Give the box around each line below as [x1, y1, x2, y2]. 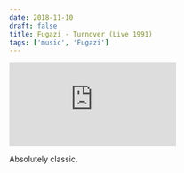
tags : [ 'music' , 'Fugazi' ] [9, 37, 109, 47]
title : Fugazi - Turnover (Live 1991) [9, 29, 153, 38]
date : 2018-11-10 [9, 12, 74, 22]
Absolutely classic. [9, 153, 78, 165]
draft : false [9, 21, 58, 30]
